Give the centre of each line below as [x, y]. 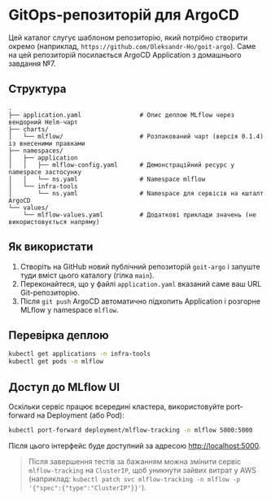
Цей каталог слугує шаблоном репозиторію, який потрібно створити [128, 37]
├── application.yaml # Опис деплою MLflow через [121, 115]
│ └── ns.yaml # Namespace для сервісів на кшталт [136, 193]
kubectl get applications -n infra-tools [80, 354]
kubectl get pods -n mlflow [56, 362]
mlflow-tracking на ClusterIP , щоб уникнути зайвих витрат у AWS [142, 470]
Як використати [51, 247]
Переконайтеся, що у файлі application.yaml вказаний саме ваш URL [141, 283]
